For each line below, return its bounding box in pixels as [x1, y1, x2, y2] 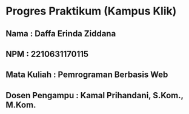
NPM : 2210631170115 [5, 49, 89, 59]
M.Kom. [5, 99, 36, 110]
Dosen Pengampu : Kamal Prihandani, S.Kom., [5, 90, 184, 101]
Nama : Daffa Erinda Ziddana [5, 29, 116, 39]
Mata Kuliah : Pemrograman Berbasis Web [5, 70, 168, 80]
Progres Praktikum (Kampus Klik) [5, 4, 177, 18]
